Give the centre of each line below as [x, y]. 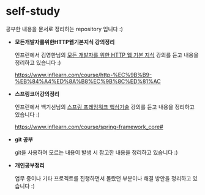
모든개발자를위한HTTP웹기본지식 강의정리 [65, 42]
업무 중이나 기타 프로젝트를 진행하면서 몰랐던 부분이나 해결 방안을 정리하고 [103, 178]
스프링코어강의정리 [37, 94]
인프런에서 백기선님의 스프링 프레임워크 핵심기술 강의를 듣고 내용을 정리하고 [105, 107]
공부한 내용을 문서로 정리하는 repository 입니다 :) [64, 29]
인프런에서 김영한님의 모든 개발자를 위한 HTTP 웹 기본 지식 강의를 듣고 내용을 [106, 55]
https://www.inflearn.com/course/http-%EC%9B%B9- [83, 75]
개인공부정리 [30, 165]
